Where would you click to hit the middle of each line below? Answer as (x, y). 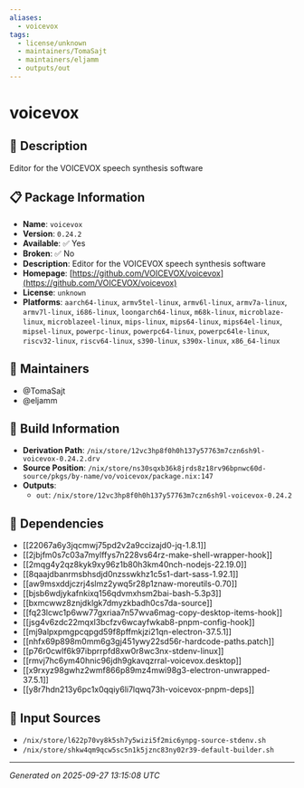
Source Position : (54, 468)
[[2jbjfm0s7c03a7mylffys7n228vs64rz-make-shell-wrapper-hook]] (147, 555)
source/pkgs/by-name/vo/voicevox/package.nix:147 (118, 477)
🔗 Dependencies (57, 523)
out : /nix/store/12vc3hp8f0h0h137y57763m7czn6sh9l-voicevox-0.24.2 (164, 495)
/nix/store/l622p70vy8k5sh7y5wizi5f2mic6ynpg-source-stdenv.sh (144, 740)
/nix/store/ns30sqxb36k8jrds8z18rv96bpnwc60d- (177, 469)
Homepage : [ (47, 273)
